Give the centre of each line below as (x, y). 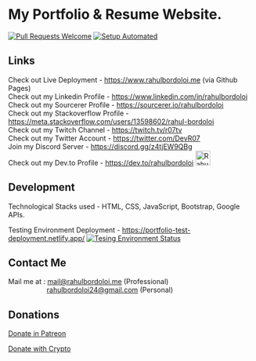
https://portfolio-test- (156, 230)
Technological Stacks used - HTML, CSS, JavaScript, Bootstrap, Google (124, 206)
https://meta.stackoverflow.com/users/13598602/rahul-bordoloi (111, 121)
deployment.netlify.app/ (47, 238)
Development (42, 187)
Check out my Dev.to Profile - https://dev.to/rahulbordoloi (101, 162)
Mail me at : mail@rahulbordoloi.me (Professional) (88, 282)
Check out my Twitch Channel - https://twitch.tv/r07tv (95, 129)
